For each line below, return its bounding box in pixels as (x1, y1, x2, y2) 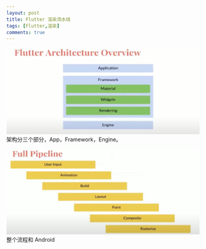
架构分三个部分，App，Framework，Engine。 (6, 135, 121, 143)
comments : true (6, 29, 45, 35)
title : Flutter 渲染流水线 (6, 16, 71, 23)
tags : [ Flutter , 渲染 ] (6, 23, 60, 29)
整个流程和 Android (6, 236, 55, 243)
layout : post (6, 10, 40, 16)
